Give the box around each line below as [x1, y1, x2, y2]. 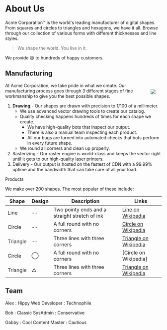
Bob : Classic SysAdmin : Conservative [5, 310, 85, 316]
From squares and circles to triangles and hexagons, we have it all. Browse [5, 24, 158, 30]
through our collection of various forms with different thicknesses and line [5, 30, 157, 36]
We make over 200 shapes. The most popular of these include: [5, 186, 134, 192]
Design [31, 198, 49, 205]
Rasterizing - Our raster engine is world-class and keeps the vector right [12, 150, 161, 156]
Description [71, 198, 100, 205]
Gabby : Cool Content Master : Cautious [5, 319, 87, 325]
